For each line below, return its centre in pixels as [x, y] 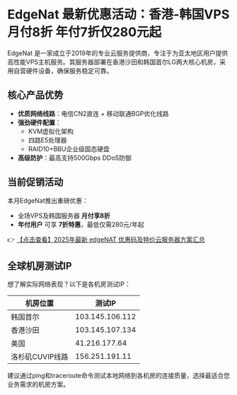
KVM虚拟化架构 [51, 131]
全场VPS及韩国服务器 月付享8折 [64, 216]
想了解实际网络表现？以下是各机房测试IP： [69, 284]
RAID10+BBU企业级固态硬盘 [69, 148]
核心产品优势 [35, 95]
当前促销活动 [35, 182]
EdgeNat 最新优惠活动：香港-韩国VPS [118, 14]
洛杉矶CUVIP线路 [40, 357]
